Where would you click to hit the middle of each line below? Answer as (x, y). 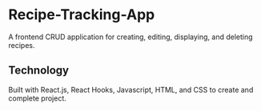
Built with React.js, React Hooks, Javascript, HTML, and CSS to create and (131, 89)
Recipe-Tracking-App (82, 15)
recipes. (22, 45)
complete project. (37, 98)
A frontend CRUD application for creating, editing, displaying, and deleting (131, 37)
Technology (39, 71)
